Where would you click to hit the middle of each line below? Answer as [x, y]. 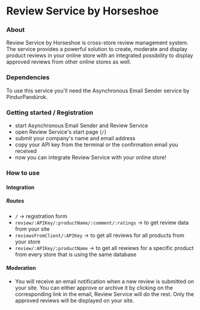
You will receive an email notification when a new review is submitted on [104, 281]
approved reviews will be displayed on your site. [74, 300]
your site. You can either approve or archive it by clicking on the [94, 288]
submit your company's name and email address [75, 139]
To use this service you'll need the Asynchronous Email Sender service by [98, 91]
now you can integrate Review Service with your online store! [91, 158]
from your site [32, 228]
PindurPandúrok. [27, 97]
